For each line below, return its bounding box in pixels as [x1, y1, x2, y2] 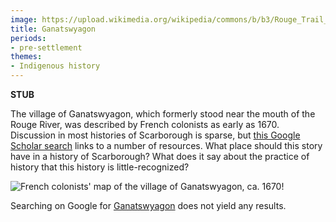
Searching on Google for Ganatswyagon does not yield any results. [10, 200, 287, 211]
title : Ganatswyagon [10, 24, 97, 34]
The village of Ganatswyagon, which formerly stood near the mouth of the [10, 108, 316, 120]
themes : [10, 52, 43, 62]
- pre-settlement [10, 42, 83, 53]
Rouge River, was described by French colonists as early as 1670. [10, 119, 280, 130]
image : [10, 14, 38, 25]
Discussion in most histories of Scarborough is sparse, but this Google [10, 129, 301, 141]
